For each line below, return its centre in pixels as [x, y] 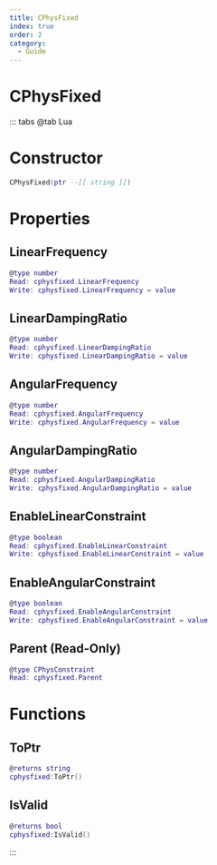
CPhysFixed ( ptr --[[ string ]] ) [70, 182]
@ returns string [40, 769]
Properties [50, 219]
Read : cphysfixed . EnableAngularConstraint [90, 612]
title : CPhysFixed [44, 18]
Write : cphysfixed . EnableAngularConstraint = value [108, 620]
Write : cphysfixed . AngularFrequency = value [94, 422]
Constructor [57, 158]
